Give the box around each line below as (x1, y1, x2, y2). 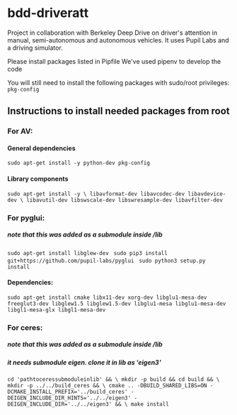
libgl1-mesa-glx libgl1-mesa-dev (7, 306, 106, 313)
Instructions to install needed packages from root (7, 105, 230, 118)
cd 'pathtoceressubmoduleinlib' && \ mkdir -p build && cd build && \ (7, 376, 220, 383)
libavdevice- (187, 190, 226, 198)
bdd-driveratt (7, 5, 89, 21)
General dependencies (7, 144, 76, 152)
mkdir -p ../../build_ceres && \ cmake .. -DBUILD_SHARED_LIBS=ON (7, 382, 207, 390)
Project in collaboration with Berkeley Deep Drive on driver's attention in (7, 28, 218, 37)
